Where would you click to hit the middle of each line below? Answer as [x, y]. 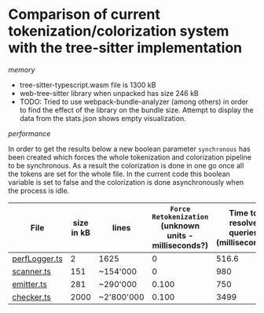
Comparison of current [84, 15]
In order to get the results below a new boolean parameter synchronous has [129, 149]
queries [244, 232]
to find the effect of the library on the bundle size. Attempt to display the [136, 110]
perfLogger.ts [37, 259]
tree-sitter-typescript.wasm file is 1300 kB [88, 85]
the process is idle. [39, 190]
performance [29, 133]
